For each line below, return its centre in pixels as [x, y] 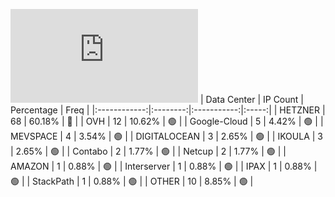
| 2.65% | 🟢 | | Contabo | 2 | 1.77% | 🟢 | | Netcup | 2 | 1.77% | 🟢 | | [148, 151]
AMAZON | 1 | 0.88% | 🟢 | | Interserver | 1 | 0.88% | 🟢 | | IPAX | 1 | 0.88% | [164, 166]
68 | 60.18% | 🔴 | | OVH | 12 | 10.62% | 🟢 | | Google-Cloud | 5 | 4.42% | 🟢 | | [167, 121]
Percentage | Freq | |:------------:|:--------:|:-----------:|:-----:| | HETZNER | [168, 110]
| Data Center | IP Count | [251, 99]
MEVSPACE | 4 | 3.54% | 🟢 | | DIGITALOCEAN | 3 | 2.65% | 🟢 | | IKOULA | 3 [166, 136]
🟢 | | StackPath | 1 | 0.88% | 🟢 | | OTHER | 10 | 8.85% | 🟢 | [132, 181]
